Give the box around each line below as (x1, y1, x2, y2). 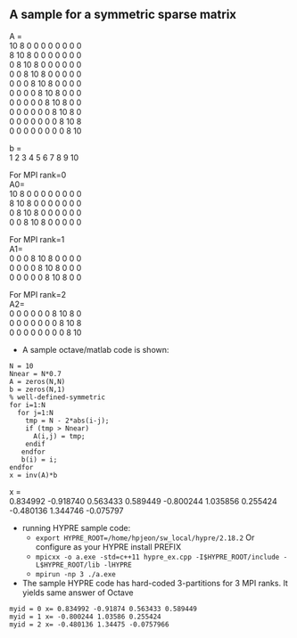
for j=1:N (17, 408, 54, 417)
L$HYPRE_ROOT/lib (35, 560, 101, 569)
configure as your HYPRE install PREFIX (35, 541, 181, 552)
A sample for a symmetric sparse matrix (9, 7, 237, 22)
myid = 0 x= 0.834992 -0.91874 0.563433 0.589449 (9, 604, 198, 613)
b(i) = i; (21, 454, 58, 464)
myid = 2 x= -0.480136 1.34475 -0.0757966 (9, 619, 169, 629)
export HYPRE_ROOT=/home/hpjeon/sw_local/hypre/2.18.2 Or (35, 532, 255, 543)
